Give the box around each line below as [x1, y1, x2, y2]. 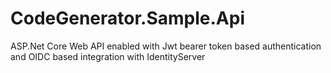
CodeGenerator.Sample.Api [10, 7, 246, 30]
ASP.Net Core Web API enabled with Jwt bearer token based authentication [10, 40, 322, 52]
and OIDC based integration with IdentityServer [10, 50, 206, 62]
